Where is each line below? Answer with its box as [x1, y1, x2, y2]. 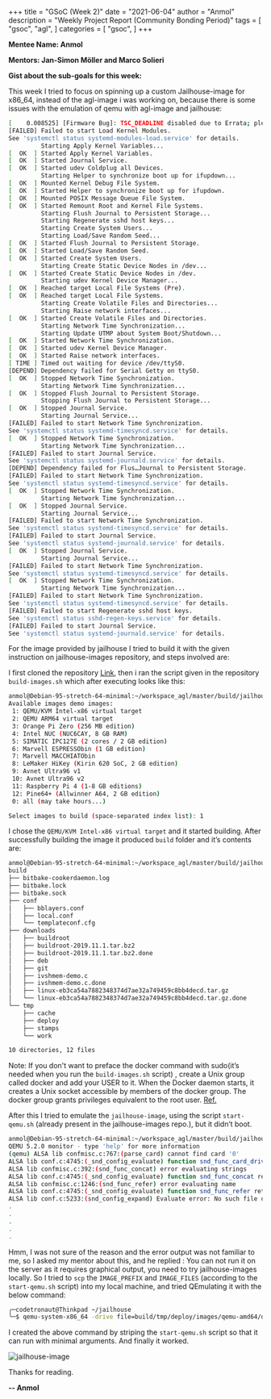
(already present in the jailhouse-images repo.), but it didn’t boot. [35, 1119, 252, 1129]
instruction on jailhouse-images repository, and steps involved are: [8, 653, 230, 662]
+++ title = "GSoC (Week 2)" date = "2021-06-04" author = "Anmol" [8, 7, 236, 16]
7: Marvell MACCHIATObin [11, 752, 95, 761]
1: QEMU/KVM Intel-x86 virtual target [11, 708, 143, 716]
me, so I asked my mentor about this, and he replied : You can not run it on [8, 1255, 256, 1265]
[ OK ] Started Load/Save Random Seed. [8, 246, 150, 255]
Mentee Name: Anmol [8, 40, 83, 49]
